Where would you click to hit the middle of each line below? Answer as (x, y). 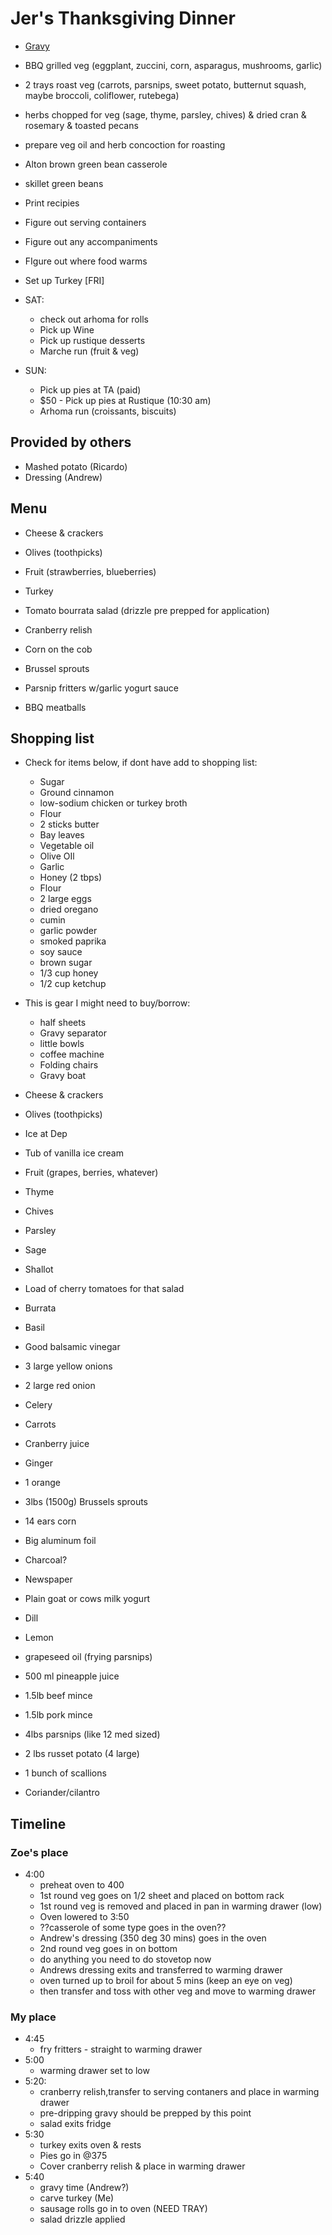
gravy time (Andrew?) (84, 2188)
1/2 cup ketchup (73, 984)
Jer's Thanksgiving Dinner (123, 18)
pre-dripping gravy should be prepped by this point (145, 2113)
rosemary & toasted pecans (81, 125)
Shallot (39, 1269)
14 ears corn (50, 1521)
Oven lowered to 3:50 (84, 1917)
